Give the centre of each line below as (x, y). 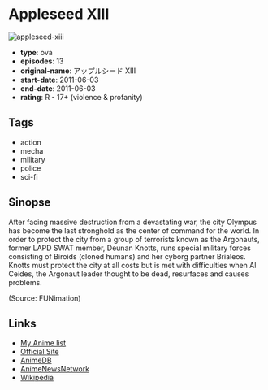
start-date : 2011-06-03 (59, 80)
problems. (25, 282)
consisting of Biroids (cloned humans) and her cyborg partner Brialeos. (127, 256)
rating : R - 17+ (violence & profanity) (81, 97)
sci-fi (29, 176)
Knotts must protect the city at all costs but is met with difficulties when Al (132, 265)
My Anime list (43, 343)
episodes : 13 (42, 61)
